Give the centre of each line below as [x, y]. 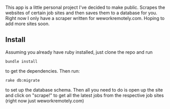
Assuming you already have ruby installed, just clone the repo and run [79, 52]
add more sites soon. [27, 24]
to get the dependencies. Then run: [43, 71]
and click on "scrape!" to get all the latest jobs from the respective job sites [84, 95]
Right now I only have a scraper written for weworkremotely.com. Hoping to [85, 18]
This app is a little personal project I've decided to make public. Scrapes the [85, 7]
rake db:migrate [23, 80]
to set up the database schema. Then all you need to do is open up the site [84, 90]
